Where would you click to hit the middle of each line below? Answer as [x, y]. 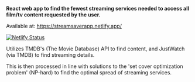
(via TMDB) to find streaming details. [50, 55]
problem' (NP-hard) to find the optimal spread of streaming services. [89, 72]
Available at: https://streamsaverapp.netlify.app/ [64, 26]
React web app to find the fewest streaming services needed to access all [97, 8]
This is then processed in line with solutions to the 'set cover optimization [95, 66]
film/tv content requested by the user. [53, 15]
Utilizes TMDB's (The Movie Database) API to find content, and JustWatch [95, 49]
